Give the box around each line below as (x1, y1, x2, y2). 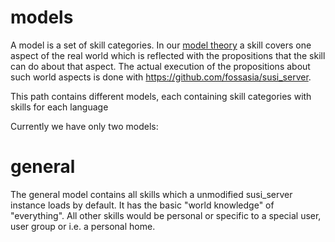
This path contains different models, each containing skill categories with (10, 90, 312, 102)
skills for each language (10, 101, 109, 113)
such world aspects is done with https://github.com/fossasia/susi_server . (10, 71, 312, 83)
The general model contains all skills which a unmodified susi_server (10, 188, 293, 200)
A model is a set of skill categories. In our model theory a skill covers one (10, 39, 312, 51)
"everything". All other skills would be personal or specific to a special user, (10, 209, 322, 221)
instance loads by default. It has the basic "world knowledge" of (10, 199, 275, 211)
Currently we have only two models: (10, 120, 159, 132)
